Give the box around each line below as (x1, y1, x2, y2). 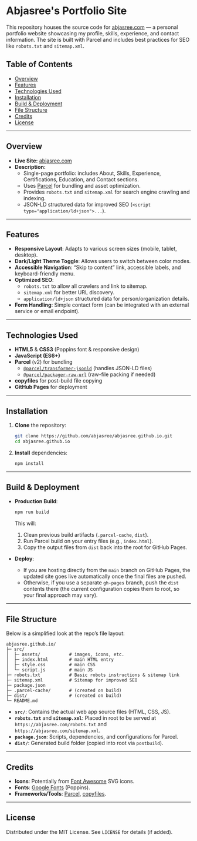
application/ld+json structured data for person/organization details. (23, 295, 189, 303)
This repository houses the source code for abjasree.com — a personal (6, 24, 178, 31)
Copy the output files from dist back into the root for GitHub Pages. (23, 544, 188, 551)
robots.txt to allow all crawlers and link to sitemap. (23, 282, 148, 290)
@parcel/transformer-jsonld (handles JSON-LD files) (23, 365, 152, 372)
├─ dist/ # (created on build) (6, 693, 122, 699)
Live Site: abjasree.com (14, 157, 72, 164)
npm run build (14, 509, 49, 516)
